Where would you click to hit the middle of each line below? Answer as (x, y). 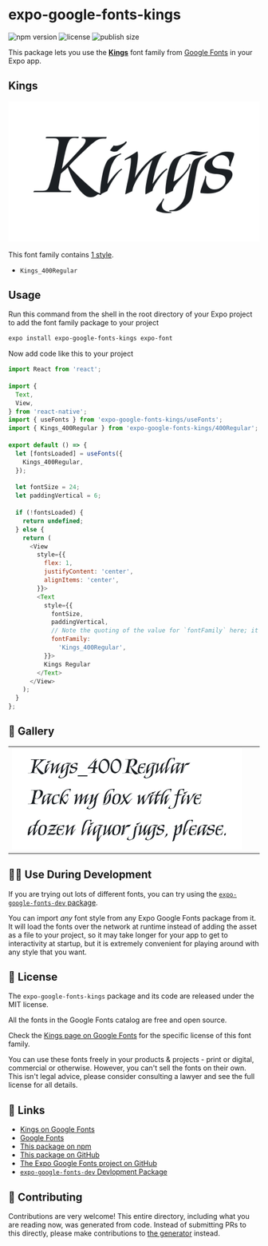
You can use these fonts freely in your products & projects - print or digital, (131, 1060)
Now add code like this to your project (71, 354)
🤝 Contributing (45, 1197)
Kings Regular (67, 664)
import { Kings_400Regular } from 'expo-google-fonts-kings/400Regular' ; (134, 428)
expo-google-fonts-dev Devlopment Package (93, 1172)
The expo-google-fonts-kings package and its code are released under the (132, 996)
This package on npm (55, 1146)
